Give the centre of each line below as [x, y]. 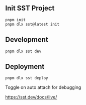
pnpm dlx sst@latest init [32, 24]
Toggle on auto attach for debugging [43, 87]
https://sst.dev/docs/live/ [31, 97]
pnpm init [16, 20]
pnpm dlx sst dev [23, 51]
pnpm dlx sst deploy [27, 78]
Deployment [25, 67]
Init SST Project [30, 8]
